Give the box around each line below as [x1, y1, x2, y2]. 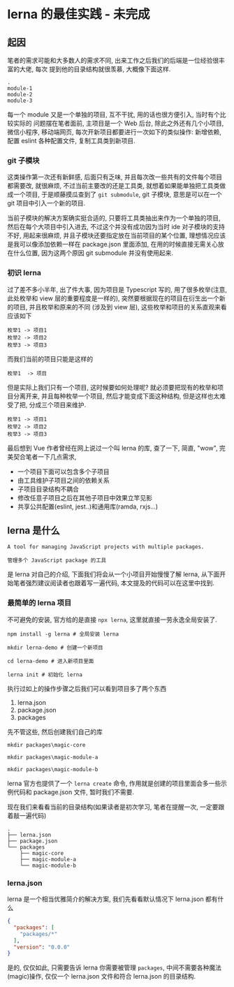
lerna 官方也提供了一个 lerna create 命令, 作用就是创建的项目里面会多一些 [7, 779, 221, 787]
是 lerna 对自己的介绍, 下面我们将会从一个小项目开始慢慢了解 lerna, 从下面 [7, 570, 220, 578]
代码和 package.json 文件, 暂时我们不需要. [13, 787, 135, 796]
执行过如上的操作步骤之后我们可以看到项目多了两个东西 [7, 684, 166, 692]
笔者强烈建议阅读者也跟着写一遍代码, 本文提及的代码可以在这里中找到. [13, 579, 215, 587]
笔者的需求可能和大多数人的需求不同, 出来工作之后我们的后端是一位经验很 [7, 57, 219, 64]
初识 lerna [7, 268, 42, 278]
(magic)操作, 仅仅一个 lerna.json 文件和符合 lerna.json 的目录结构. [7, 972, 196, 981]
